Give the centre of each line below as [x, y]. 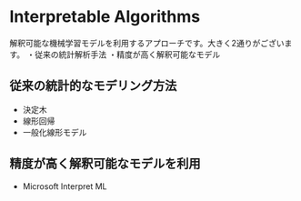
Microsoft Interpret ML [65, 186]
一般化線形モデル [55, 132]
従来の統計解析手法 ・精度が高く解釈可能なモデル [128, 54]
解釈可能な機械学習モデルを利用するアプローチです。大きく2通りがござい [147, 43]
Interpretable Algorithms [105, 17]
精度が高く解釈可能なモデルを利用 [105, 164]
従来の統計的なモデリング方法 [93, 86]
